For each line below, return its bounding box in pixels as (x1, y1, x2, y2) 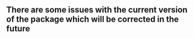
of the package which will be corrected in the (6, 14, 179, 25)
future (6, 24, 30, 34)
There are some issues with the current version (6, 5, 188, 15)
